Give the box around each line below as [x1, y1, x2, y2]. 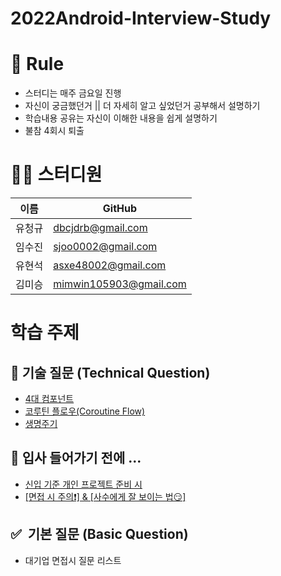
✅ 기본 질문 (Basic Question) [10, 526, 189, 543]
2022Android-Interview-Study [10, 7, 272, 30]
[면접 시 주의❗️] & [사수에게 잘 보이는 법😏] [24, 490, 187, 502]
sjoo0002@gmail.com [53, 240, 158, 254]
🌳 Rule [10, 53, 65, 76]
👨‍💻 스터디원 [10, 163, 103, 186]
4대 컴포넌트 [24, 393, 75, 405]
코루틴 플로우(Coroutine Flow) [24, 405, 146, 417]
